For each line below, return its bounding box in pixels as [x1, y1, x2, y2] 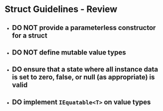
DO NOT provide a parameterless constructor [11, 23, 156, 32]
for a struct [11, 31, 48, 39]
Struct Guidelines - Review [4, 3, 118, 15]
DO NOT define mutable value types [11, 48, 126, 56]
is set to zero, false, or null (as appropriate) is [11, 73, 155, 81]
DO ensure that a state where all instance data [11, 65, 158, 73]
